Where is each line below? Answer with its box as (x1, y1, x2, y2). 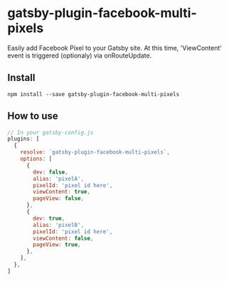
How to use (7, 110, 58, 122)
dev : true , (33, 215, 65, 222)
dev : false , (33, 169, 69, 176)
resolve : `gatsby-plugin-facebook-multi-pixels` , (20, 149, 171, 156)
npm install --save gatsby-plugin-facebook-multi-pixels (7, 90, 180, 97)
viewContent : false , (33, 235, 94, 242)
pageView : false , (33, 195, 84, 202)
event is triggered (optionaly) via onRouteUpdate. (7, 51, 152, 60)
